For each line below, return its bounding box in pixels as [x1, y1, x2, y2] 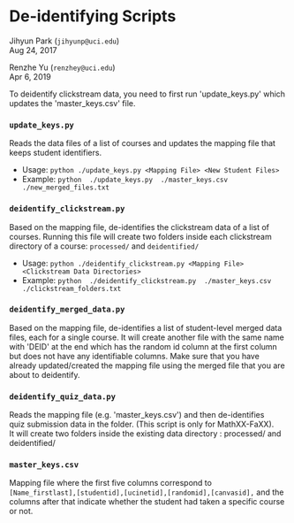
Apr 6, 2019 [9, 71, 51, 81]
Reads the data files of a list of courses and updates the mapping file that [9, 138, 276, 149]
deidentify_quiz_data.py [9, 391, 117, 402]
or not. [9, 506, 34, 517]
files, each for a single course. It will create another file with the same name [9, 332, 285, 342]
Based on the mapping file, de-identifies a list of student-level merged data [9, 322, 283, 333]
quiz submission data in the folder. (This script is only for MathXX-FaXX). [9, 419, 275, 430]
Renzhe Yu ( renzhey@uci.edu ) [9, 62, 117, 73]
